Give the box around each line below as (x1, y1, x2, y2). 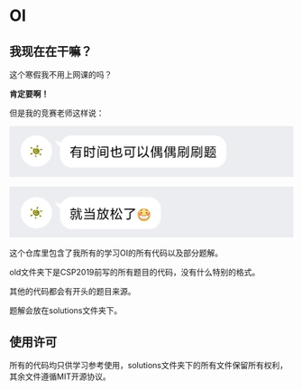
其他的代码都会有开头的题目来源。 (9, 286, 136, 297)
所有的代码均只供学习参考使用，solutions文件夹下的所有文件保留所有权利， (9, 359, 288, 370)
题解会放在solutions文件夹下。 (9, 305, 123, 316)
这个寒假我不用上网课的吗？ (9, 70, 113, 79)
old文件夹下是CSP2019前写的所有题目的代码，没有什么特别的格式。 (9, 267, 261, 278)
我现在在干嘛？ (9, 43, 93, 59)
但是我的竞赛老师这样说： (9, 107, 105, 118)
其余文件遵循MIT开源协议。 (9, 371, 111, 382)
